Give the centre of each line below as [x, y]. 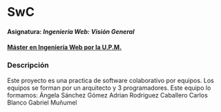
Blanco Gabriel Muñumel [42, 102]
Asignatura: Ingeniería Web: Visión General [71, 31]
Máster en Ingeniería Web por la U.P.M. [65, 47]
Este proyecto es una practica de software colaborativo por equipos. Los [110, 80]
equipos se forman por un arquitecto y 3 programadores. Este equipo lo [109, 88]
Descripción [28, 65]
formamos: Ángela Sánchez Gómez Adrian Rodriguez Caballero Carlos [108, 95]
